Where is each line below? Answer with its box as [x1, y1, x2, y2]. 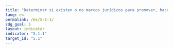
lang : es [5, 12, 24, 17]
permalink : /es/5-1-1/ [5, 17, 54, 22]
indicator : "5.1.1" [5, 31, 47, 36]
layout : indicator [5, 27, 45, 32]
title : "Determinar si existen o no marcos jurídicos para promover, [5, 7, 158, 13]
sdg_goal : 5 [5, 21, 31, 27]
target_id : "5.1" [5, 36, 43, 41]
